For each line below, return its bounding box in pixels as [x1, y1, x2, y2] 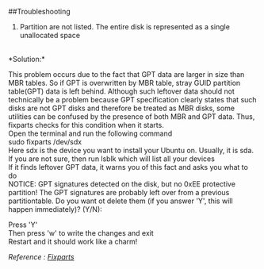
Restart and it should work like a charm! [8, 237, 138, 246]
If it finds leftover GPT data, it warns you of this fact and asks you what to [8, 163, 248, 171]
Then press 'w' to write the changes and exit [8, 229, 155, 237]
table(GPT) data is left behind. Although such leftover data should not [8, 86, 235, 96]
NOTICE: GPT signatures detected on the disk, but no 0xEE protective [8, 179, 236, 189]
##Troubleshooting [8, 7, 71, 16]
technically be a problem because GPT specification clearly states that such [8, 95, 257, 104]
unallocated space [19, 31, 81, 40]
